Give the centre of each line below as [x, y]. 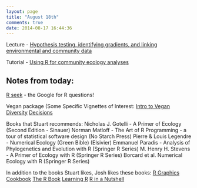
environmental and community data [49, 51]
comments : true [25, 22]
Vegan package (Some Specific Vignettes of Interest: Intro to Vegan [88, 106]
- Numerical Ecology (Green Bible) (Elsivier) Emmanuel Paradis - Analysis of [98, 143]
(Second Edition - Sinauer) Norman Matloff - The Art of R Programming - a [96, 130]
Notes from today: [40, 81]
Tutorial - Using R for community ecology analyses [68, 62]
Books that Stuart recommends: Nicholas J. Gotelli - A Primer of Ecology [94, 124]
